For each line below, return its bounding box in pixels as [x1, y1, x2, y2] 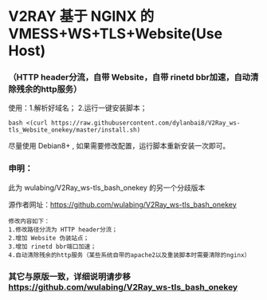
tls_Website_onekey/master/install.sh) [8, 126, 141, 134]
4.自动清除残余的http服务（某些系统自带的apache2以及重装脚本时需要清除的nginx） [8, 251, 251, 259]
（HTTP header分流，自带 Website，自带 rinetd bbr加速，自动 [8, 72, 251, 83]
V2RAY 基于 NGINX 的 [8, 7, 155, 26]
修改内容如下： [8, 217, 50, 225]
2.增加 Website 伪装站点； [8, 234, 89, 242]
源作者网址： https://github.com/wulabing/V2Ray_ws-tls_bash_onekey [8, 199, 237, 209]
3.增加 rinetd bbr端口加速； [8, 243, 97, 251]
